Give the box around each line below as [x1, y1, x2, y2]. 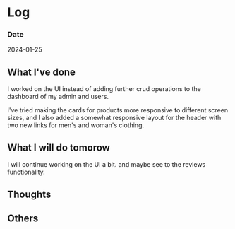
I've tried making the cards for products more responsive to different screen [7, 106, 229, 114]
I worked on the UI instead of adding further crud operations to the [7, 85, 201, 93]
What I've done [7, 66, 76, 78]
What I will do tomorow [7, 141, 111, 153]
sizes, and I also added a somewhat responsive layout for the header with [7, 114, 222, 122]
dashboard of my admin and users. [7, 93, 109, 101]
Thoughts [7, 188, 52, 200]
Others [7, 212, 39, 224]
